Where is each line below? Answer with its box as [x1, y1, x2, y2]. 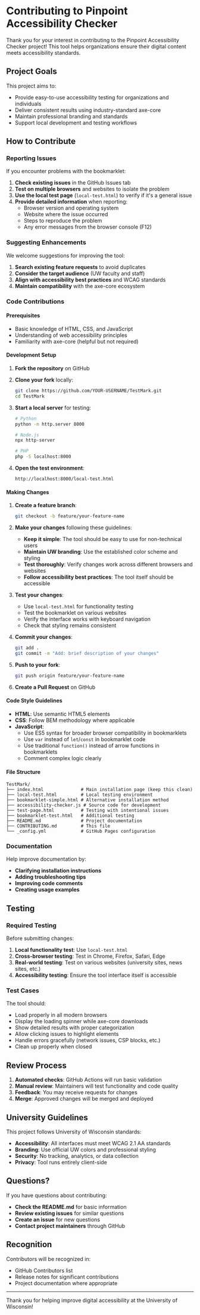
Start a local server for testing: [14, 404, 91, 411]
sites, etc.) [14, 966, 41, 973]
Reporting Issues [6, 154, 57, 163]
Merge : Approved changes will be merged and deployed [14, 1095, 154, 1102]
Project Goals [6, 67, 58, 77]
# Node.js [14, 432, 40, 438]
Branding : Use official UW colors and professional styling [14, 1146, 157, 1153]
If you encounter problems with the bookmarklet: [6, 168, 126, 175]
